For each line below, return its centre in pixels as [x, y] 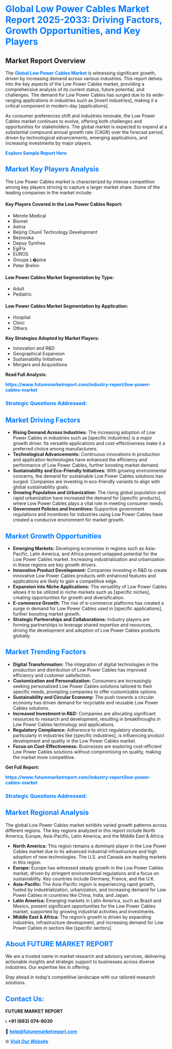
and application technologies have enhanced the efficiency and [80, 460]
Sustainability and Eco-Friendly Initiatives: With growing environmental [90, 471]
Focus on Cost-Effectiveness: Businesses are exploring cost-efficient [87, 746]
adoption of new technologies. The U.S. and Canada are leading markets [90, 857]
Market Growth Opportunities [53, 536]
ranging [14, 100]
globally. [22, 636]
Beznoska [23, 238]
